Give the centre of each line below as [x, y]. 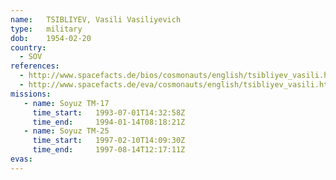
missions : [31, 94]
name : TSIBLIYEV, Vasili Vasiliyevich [96, 19]
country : [28, 47]
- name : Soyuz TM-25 [66, 131]
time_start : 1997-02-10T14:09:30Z [109, 141]
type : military [46, 29]
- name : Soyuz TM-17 [66, 103]
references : [35, 66]
